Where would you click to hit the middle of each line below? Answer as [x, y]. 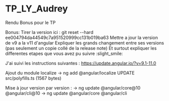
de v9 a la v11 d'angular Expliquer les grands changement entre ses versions [85, 42]
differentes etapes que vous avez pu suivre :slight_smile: [64, 53]
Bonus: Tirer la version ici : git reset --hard [49, 32]
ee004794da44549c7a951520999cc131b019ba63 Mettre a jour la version [81, 37]
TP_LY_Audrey [37, 9]
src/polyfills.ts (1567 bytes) [33, 78]
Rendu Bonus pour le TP [31, 22]
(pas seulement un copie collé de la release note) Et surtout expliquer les [81, 48]
